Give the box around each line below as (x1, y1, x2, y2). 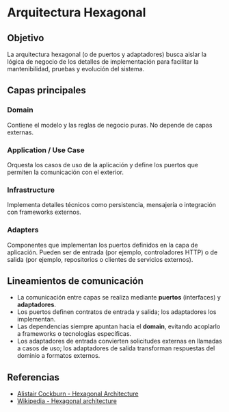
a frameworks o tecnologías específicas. (16, 330, 132, 338)
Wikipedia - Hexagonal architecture (16, 397, 118, 405)
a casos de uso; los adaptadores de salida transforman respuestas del (16, 344, 215, 352)
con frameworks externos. (7, 208, 82, 217)
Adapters (7, 225, 39, 234)
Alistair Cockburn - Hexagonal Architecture (16, 389, 139, 398)
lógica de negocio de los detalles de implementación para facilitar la (7, 58, 200, 66)
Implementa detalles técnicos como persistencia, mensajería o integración (7, 201, 217, 209)
